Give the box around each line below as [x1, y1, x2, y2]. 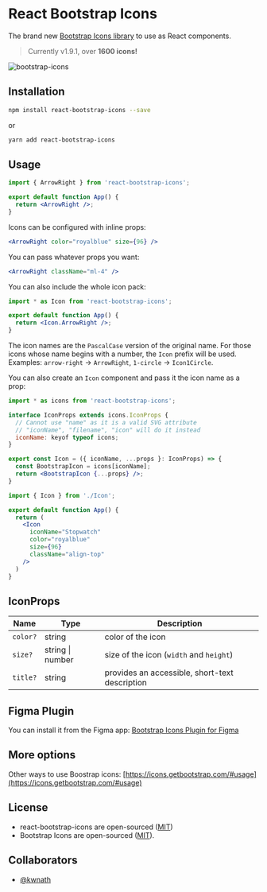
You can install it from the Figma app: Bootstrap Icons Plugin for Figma [8, 725, 239, 735]
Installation [8, 85, 65, 99]
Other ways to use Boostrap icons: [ [8, 769, 126, 779]
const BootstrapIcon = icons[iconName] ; [15, 463, 151, 471]
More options [8, 748, 76, 762]
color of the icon [104, 631, 166, 642]
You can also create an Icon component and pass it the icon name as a [8, 373, 240, 382]
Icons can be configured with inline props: [8, 222, 146, 231]
